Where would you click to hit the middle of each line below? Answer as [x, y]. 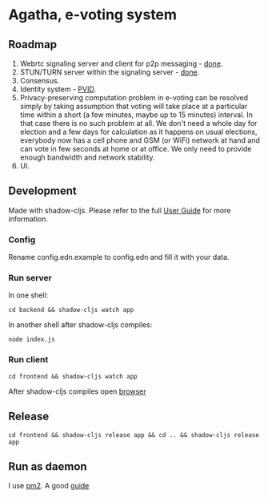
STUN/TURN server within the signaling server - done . [110, 72]
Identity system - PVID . [58, 89]
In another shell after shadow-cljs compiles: [80, 325]
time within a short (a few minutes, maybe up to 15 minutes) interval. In [136, 115]
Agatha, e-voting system [93, 15]
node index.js [32, 340]
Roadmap [33, 45]
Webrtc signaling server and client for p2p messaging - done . [121, 63]
